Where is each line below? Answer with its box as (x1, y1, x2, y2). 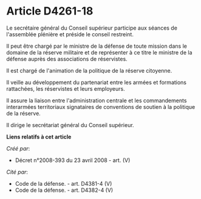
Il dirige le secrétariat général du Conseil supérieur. (6, 121, 135, 128)
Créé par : (6, 145, 30, 152)
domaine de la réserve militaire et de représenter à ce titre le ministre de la (6, 48, 192, 56)
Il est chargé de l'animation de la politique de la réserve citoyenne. (6, 67, 172, 74)
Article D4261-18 (6, 4, 94, 18)
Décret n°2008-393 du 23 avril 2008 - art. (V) (15, 156, 131, 164)
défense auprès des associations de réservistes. (6, 55, 128, 62)
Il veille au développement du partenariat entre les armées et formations (6, 79, 187, 86)
